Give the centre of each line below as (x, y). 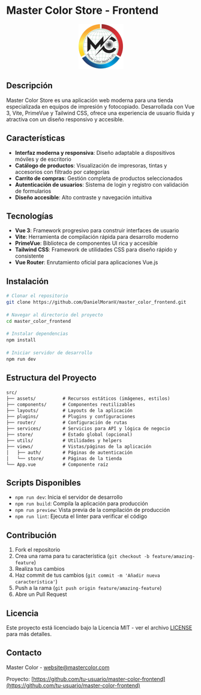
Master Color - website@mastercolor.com (58, 667)
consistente (29, 256)
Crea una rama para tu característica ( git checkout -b (82, 556)
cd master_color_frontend (38, 321)
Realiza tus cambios (40, 569)
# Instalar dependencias (37, 334)
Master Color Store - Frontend (82, 11)
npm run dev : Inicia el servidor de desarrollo (69, 497)
